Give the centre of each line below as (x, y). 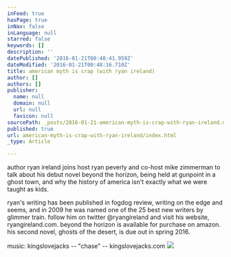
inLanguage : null (32, 33)
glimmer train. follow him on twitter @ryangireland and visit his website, (108, 217)
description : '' (30, 52)
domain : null (32, 103)
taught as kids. (28, 189)
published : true (30, 129)
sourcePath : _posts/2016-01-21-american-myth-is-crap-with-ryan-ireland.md (118, 122)
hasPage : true (27, 20)
